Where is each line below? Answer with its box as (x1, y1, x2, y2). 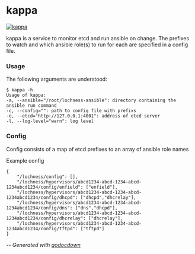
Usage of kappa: (6, 93, 46, 99)
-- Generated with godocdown (6, 241, 81, 248)
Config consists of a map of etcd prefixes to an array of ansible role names (6, 145, 189, 153)
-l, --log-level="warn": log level (6, 118, 94, 125)
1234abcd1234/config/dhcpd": (6, 194, 78, 201)
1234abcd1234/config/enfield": (6, 184, 84, 190)
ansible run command (6, 103, 57, 109)
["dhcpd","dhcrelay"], (80, 194, 136, 201)
